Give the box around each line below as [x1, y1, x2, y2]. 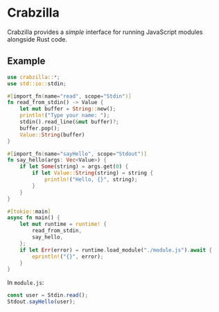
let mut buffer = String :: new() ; [19, 105, 116, 112]
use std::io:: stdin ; [7, 80, 67, 87]
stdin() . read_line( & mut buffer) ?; [19, 119, 119, 125]
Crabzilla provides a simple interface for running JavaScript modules [7, 28, 203, 36]
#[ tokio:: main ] [7, 208, 51, 215]
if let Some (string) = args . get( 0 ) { [19, 163, 129, 171]
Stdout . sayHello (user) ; [7, 298, 76, 306]
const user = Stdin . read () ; [7, 292, 89, 299]
